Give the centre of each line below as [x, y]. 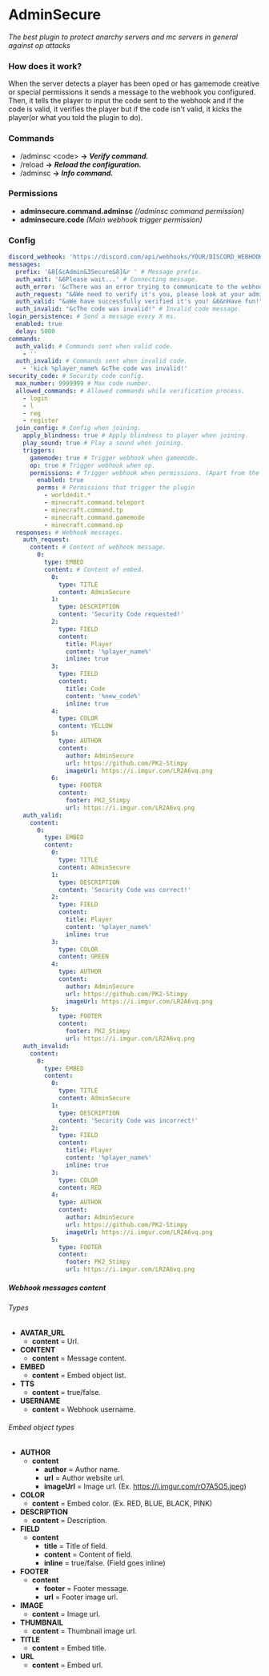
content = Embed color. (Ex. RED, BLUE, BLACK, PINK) [122, 1503]
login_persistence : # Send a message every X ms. [93, 317]
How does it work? [45, 66]
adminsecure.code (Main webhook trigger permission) [111, 219]
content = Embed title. [69, 1648]
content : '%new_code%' [103, 696]
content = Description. [70, 1520]
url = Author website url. [84, 1477]
